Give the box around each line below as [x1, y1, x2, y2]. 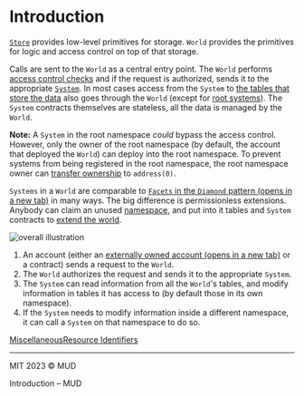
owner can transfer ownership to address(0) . [9, 168, 176, 179]
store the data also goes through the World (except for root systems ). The [9, 92, 283, 103]
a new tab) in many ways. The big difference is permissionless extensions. [9, 195, 287, 206]
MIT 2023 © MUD [9, 360, 77, 371]
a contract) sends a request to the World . [22, 258, 175, 269]
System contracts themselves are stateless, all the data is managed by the [9, 101, 282, 112]
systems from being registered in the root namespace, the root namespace [9, 158, 289, 169]
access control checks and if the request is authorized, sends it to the [9, 72, 270, 83]
